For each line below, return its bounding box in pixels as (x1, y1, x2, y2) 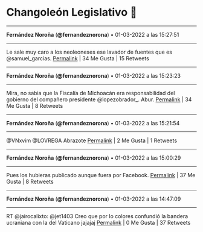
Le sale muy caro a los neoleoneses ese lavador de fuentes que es (6, 48, 173, 55)
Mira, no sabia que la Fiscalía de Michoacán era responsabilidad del (6, 89, 175, 96)
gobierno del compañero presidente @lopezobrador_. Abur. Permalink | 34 (6, 96, 192, 103)
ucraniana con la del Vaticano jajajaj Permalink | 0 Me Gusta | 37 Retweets (6, 219, 191, 226)
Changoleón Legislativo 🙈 (6, 5, 137, 19)
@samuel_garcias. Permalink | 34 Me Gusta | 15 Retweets (6, 54, 149, 62)
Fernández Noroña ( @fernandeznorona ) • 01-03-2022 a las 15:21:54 (6, 119, 180, 127)
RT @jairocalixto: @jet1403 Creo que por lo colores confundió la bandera (6, 212, 188, 219)
